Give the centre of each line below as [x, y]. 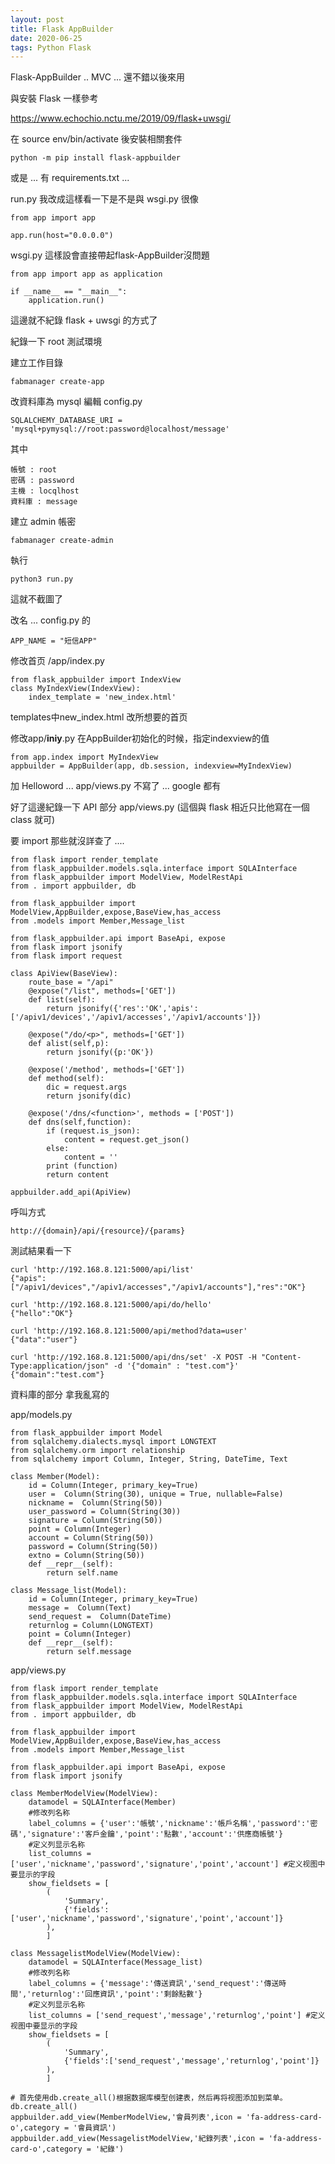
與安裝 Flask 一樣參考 [54, 98]
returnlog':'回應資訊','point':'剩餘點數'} [117, 1994]
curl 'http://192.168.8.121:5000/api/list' [102, 1270]
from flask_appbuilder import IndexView [96, 680]
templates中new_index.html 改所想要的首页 [99, 717]
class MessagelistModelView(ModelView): [96, 1954]
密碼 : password [42, 481]
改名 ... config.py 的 [50, 620]
